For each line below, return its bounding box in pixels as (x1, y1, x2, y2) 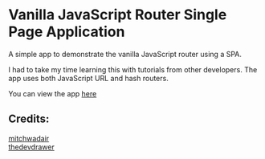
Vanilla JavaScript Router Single (8, 6, 227, 24)
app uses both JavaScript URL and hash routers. (8, 73, 169, 83)
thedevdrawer (8, 142, 55, 152)
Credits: (8, 112, 50, 126)
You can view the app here (8, 88, 97, 98)
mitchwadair (8, 133, 50, 143)
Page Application (8, 22, 125, 41)
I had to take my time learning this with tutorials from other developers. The (8, 64, 258, 74)
